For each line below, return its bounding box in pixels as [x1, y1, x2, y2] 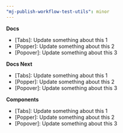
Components [6, 96, 39, 103]
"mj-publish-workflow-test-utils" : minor [6, 8, 110, 15]
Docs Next [6, 60, 33, 67]
